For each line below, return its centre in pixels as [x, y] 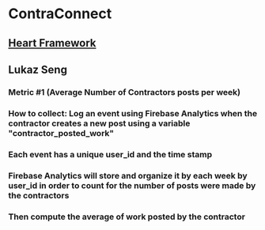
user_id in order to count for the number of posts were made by [132, 185]
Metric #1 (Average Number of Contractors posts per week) [125, 92]
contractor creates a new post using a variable [99, 123]
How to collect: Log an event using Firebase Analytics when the [133, 113]
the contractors [39, 195]
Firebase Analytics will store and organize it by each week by [128, 175]
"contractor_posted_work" [61, 133]
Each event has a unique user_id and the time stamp [110, 154]
